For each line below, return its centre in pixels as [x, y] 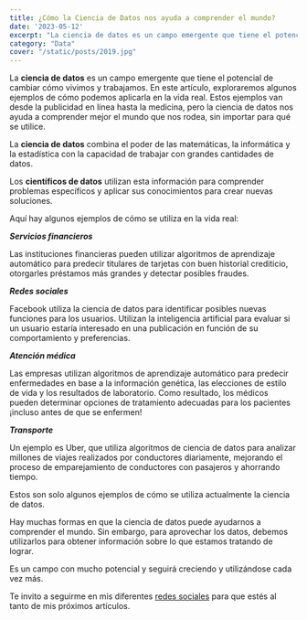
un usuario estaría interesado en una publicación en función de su [134, 328]
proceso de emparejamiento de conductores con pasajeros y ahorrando [145, 467]
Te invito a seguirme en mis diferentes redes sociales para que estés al [143, 596]
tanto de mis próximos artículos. [70, 606]
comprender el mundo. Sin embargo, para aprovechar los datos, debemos [149, 532]
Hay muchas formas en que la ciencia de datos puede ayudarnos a [136, 522]
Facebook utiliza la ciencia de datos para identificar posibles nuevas [138, 309]
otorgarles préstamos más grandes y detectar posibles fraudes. [129, 273]
